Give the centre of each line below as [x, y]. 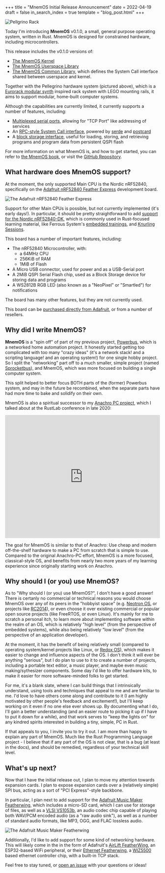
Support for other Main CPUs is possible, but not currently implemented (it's [82, 208]
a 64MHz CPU [34, 254]
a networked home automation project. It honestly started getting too [75, 347]
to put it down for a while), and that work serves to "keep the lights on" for [80, 717]
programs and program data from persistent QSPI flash [68, 142]
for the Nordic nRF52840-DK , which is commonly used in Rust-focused [77, 219]
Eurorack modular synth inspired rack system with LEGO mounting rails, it [80, 91]
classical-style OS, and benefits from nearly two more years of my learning [81, 560]
